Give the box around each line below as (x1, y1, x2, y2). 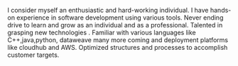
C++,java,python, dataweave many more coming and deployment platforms (7, 36, 229, 44)
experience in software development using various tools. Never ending (16, 13, 224, 22)
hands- (210, 6, 232, 14)
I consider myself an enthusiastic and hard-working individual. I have (7, 6, 209, 14)
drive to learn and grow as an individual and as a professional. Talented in (7, 21, 223, 29)
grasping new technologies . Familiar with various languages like (7, 28, 197, 37)
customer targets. (7, 51, 60, 59)
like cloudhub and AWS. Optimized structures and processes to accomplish (7, 44, 228, 51)
